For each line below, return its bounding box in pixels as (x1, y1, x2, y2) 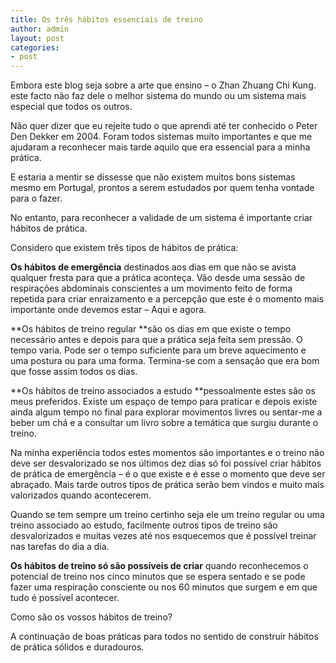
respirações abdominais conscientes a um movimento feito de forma (10, 282, 293, 295)
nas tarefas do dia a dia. (10, 541, 110, 553)
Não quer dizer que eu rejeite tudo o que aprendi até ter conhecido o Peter (10, 120, 318, 132)
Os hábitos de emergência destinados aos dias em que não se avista (10, 261, 297, 273)
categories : (10, 42, 60, 53)
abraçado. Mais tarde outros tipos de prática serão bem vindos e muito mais (10, 479, 325, 491)
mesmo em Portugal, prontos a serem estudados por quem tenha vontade (10, 182, 315, 194)
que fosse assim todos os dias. (10, 366, 138, 378)
